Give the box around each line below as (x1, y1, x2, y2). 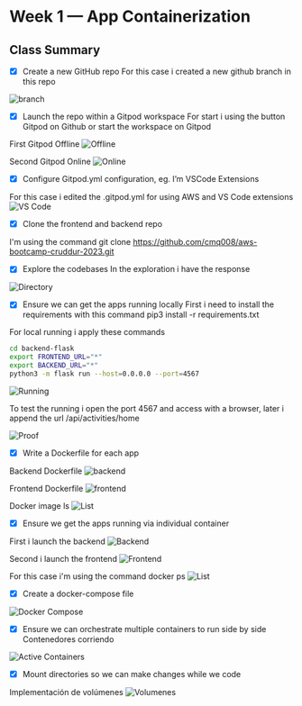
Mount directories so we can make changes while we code (22, 669, 242, 680)
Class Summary (9, 42, 101, 58)
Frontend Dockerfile (9, 483, 84, 493)
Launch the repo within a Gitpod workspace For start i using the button (22, 111, 286, 122)
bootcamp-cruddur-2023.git (9, 246, 114, 258)
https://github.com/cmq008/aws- (133, 237, 258, 248)
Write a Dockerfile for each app (22, 448, 140, 458)
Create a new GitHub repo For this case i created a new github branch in (22, 66, 291, 77)
